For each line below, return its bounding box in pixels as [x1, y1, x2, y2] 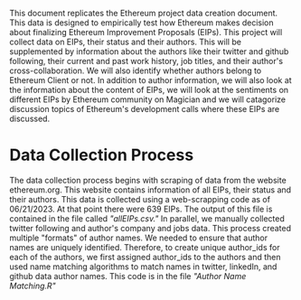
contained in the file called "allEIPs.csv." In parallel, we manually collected [9, 212, 285, 224]
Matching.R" [9, 280, 56, 291]
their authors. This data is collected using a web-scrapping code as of [9, 193, 271, 204]
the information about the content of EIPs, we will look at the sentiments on [9, 85, 289, 95]
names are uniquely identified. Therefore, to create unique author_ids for [9, 241, 280, 252]
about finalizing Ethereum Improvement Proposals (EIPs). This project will [9, 27, 283, 37]
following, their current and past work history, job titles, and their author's [9, 56, 283, 66]
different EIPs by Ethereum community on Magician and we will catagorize [9, 94, 287, 105]
